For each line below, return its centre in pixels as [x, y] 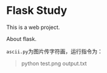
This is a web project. [33, 27]
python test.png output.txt [54, 63]
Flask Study [37, 11]
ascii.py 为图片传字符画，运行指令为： [55, 51]
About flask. [21, 39]
